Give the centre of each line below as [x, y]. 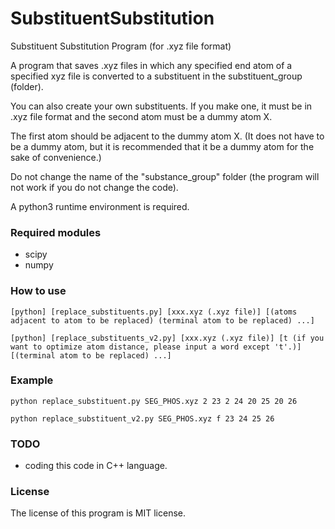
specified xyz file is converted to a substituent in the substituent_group [156, 76]
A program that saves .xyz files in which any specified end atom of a [151, 65]
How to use [38, 291]
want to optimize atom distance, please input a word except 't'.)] [156, 347]
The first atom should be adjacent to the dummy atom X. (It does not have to [167, 136]
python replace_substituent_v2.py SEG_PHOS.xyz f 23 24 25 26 [142, 418]
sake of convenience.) [56, 157]
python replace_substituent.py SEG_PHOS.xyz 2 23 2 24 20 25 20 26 [154, 401]
